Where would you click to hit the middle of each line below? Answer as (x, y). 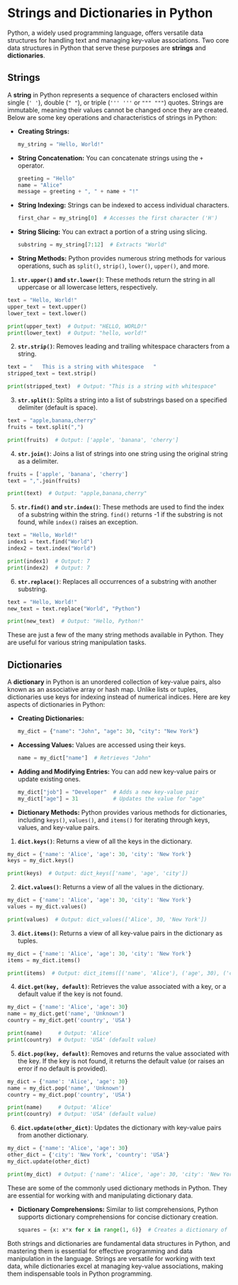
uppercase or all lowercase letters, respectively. (87, 287)
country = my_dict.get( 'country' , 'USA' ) (69, 1021)
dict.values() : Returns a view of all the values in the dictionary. (110, 887)
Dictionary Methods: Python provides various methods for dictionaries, (122, 812)
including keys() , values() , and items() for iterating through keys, (114, 820)
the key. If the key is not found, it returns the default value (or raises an (121, 1061)
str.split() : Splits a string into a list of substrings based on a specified (122, 400)
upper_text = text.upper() (47, 307)
